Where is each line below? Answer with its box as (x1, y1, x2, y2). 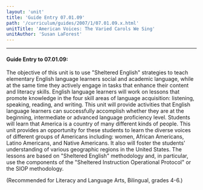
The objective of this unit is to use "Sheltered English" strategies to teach (6, 69, 188, 76)
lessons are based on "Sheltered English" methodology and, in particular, (6, 152, 188, 160)
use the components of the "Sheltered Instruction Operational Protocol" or (6, 159, 192, 166)
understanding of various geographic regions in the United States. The (6, 146, 182, 153)
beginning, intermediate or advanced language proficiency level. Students (6, 114, 190, 121)
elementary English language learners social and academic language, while (6, 75, 194, 83)
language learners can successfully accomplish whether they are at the (6, 107, 184, 115)
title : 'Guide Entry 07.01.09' (6, 14, 85, 21)
